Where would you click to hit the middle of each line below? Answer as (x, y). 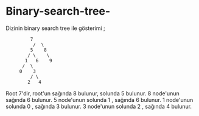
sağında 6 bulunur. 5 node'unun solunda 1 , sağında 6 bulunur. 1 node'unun (100, 100)
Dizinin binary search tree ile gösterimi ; (56, 28)
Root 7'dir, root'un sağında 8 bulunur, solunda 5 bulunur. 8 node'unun (93, 93)
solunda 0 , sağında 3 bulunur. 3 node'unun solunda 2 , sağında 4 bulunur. (99, 106)
